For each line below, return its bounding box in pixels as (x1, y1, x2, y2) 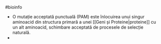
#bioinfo (5, 4, 22, 10)
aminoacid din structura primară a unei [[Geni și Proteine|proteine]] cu (12, 19, 157, 25)
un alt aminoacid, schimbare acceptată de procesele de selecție (12, 24, 144, 30)
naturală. (12, 30, 31, 35)
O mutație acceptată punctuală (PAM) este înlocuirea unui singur (12, 14, 145, 19)
